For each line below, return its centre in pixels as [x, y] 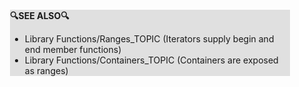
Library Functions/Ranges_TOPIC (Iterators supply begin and [149, 39]
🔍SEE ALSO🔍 [40, 15]
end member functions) [73, 49]
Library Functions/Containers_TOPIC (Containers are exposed [151, 60]
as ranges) [46, 70]
